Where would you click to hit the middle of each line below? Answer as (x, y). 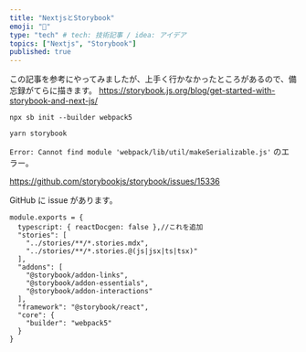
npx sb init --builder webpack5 (71, 118)
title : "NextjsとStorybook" (62, 18)
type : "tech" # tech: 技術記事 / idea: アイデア (98, 35)
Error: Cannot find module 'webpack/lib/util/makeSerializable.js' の (146, 152)
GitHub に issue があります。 (63, 200)
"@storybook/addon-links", (77, 275)
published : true (40, 52)
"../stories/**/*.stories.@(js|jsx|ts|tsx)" (112, 251)
